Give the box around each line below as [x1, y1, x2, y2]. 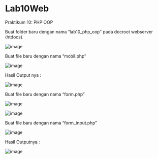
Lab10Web [5, 3, 49, 14]
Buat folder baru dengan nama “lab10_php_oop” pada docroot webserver [5, 29, 153, 34]
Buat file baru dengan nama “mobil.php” [5, 53, 87, 59]
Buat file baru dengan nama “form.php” [5, 91, 85, 97]
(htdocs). [5, 34, 24, 40]
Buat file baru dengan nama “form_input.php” [5, 120, 97, 126]
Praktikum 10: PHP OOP [5, 19, 53, 25]
